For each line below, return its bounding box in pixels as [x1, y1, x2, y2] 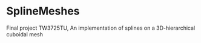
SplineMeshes [6, 4, 80, 18]
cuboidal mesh [6, 30, 44, 38]
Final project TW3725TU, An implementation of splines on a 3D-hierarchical [6, 24, 196, 31]
